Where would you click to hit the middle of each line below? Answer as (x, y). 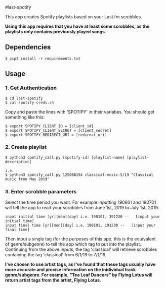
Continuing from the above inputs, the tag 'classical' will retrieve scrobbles (81, 249)
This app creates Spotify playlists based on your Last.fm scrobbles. (74, 17)
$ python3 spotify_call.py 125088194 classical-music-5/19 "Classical (79, 175)
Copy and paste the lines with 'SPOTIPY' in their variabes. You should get (80, 112)
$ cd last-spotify (24, 98)
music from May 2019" (27, 179)
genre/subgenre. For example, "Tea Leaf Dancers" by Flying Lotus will (79, 275)
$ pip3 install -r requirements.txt (43, 58)
